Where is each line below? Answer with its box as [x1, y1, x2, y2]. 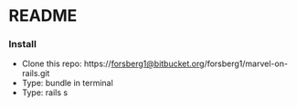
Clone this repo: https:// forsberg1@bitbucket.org [21, 58, 205, 69]
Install [8, 38, 37, 51]
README [8, 5, 78, 26]
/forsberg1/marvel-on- [204, 58, 289, 69]
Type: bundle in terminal [21, 78, 113, 89]
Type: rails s [21, 87, 69, 98]
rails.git [21, 68, 50, 79]
